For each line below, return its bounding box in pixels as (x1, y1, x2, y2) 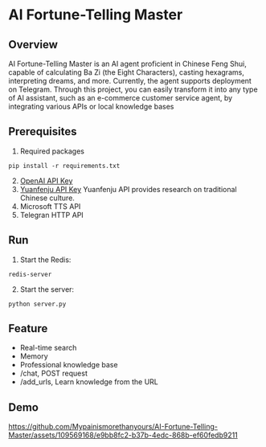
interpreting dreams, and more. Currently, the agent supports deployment (8, 76, 252, 85)
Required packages (19, 146, 84, 156)
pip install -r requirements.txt (8, 162, 121, 170)
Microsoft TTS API (19, 201, 81, 211)
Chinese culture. (19, 193, 75, 203)
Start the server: (19, 284, 75, 294)
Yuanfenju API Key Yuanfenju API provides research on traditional (19, 184, 237, 194)
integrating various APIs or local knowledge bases (8, 102, 174, 111)
